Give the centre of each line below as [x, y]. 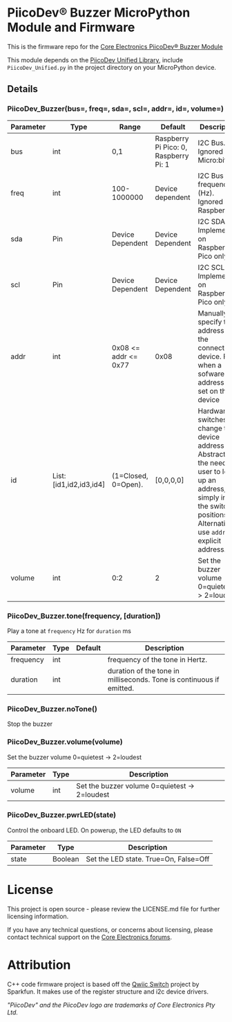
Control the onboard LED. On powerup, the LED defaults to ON [94, 830]
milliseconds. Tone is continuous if [163, 679]
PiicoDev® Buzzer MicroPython [99, 13]
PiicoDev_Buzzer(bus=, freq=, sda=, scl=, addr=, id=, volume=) [116, 109]
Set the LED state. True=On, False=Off [148, 859]
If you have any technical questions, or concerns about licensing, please [110, 929]
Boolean [66, 859]
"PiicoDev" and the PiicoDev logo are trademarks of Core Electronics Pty [111, 1005]
